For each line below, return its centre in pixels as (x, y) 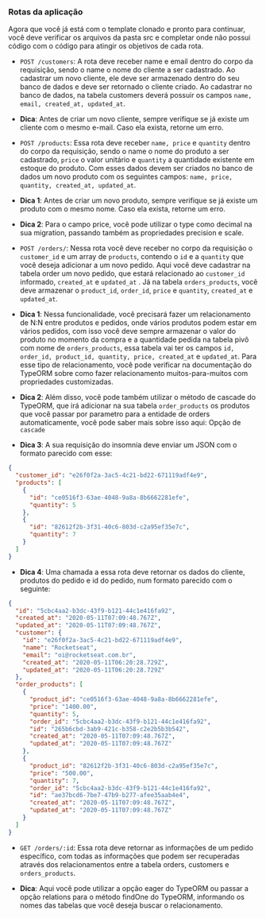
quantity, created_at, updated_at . (78, 185)
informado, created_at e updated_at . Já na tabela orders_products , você (139, 282)
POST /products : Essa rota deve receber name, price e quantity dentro (135, 143)
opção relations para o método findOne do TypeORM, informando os (132, 897)
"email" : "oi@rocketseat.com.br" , (79, 655)
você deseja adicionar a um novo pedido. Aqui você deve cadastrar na (135, 265)
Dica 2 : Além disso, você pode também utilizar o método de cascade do (138, 397)
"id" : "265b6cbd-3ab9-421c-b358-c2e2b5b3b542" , (110, 729)
